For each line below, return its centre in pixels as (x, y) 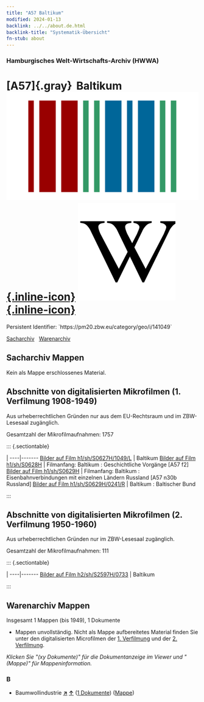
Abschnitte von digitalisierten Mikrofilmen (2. (94, 515)
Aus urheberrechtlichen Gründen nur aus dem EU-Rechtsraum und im (94, 416)
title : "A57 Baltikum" (35, 13)
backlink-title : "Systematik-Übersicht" (58, 32)
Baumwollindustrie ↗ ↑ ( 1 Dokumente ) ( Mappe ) (75, 692)
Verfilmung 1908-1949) (52, 401)
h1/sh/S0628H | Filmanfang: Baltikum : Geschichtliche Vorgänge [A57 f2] (97, 465)
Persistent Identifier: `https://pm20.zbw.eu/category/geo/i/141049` (89, 327)
